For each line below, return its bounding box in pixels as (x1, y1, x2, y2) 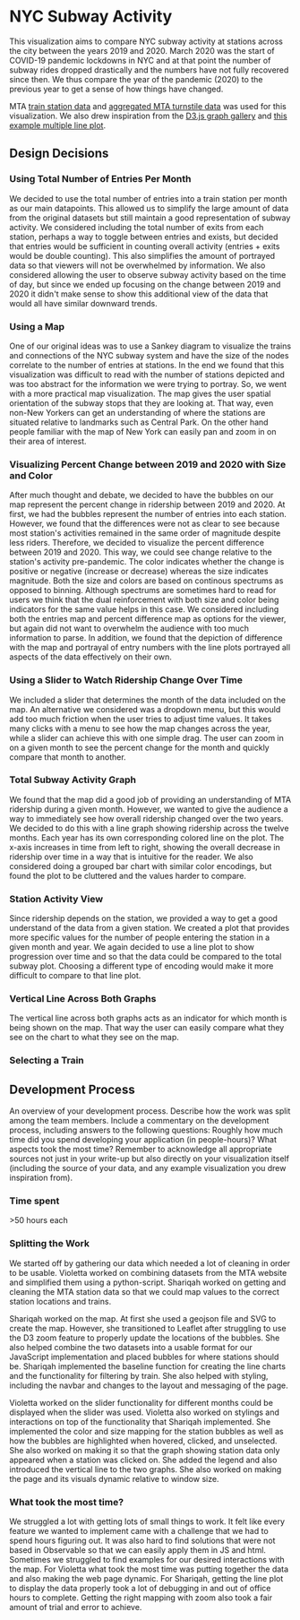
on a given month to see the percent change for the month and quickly (9, 742, 270, 753)
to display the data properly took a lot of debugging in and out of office (9, 1583, 271, 1594)
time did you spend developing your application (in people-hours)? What (9, 1134, 278, 1145)
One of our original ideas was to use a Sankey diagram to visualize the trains (9, 340, 292, 351)
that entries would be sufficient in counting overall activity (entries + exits (9, 240, 280, 252)
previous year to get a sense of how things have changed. (9, 83, 224, 94)
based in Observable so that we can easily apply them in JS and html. (9, 1545, 267, 1555)
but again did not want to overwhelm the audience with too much (9, 623, 249, 633)
